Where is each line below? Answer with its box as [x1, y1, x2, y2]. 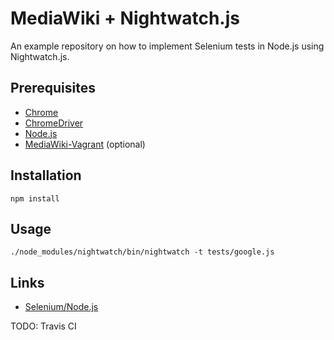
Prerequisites [10, 80, 96, 97]
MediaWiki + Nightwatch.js [10, 7, 240, 30]
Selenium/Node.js [24, 301, 99, 313]
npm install [10, 193, 60, 204]
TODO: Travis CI [10, 320, 77, 332]
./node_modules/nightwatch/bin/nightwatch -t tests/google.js [10, 247, 275, 257]
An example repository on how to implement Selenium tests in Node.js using [10, 40, 325, 52]
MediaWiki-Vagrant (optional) [24, 138, 146, 150]
